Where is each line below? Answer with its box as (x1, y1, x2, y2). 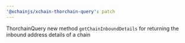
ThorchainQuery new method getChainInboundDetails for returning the (6, 25, 179, 32)
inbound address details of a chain (6, 31, 91, 38)
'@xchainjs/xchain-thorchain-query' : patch (6, 8, 116, 15)
